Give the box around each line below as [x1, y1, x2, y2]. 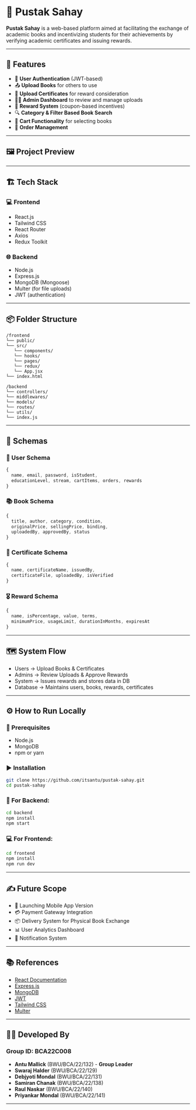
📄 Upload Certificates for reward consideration [14, 90, 129, 97]
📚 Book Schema [6, 497, 54, 506]
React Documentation [14, 976, 67, 983]
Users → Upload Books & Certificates [14, 665, 105, 672]
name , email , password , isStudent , [11, 472, 98, 478]
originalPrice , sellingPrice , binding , [11, 524, 108, 530]
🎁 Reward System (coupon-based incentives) [14, 102, 125, 109]
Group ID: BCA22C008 [6, 1047, 72, 1056]
